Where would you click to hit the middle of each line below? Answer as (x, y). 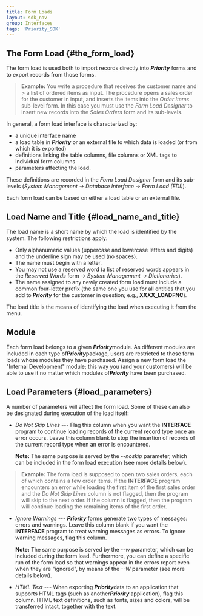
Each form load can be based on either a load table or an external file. (93, 198)
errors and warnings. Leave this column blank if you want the (92, 525)
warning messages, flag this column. (61, 538)
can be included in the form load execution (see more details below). (101, 462)
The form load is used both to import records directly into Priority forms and (101, 68)
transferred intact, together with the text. (66, 606)
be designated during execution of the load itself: (68, 413)
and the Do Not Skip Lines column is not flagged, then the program (105, 493)
